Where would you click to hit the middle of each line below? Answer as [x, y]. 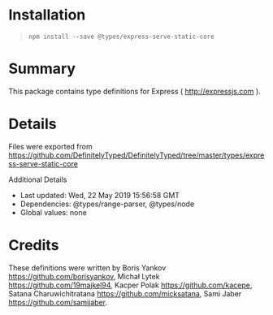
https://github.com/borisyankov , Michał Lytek [84, 276]
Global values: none [53, 212]
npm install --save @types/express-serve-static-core [121, 37]
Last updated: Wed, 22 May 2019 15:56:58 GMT [100, 195]
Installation [47, 15]
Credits [34, 245]
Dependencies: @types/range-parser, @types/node [107, 204]
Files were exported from [50, 146]
